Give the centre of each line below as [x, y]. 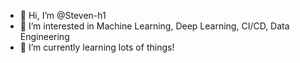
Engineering [44, 36]
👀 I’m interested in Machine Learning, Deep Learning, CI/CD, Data [154, 26]
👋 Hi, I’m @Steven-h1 [63, 15]
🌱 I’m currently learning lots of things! [97, 47]
